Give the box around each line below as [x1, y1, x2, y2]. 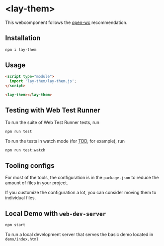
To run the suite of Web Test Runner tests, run [5, 119, 99, 125]
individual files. [5, 195, 36, 201]
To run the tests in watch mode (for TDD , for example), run [5, 138, 125, 144]
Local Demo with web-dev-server [5, 209, 106, 218]
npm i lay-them [5, 47, 37, 52]
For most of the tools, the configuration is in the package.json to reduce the [5, 175, 159, 181]
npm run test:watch [5, 147, 46, 152]
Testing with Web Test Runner [5, 106, 100, 115]
